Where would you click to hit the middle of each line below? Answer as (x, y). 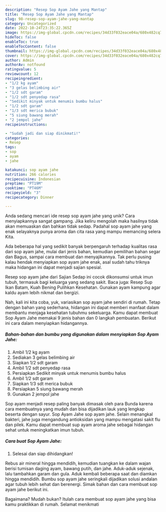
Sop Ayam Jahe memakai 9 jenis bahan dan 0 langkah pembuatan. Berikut (81, 318)
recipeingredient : (24, 79)
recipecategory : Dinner (30, 197)
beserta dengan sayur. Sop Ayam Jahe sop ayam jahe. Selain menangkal (79, 414)
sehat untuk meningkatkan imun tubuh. (45, 430)
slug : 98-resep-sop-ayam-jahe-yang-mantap (49, 19)
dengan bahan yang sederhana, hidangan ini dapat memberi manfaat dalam (82, 307)
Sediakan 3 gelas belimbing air (43, 357)
